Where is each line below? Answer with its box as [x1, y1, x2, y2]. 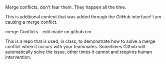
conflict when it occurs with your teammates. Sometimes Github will [5, 44, 145, 49]
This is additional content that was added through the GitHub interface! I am [5, 14, 161, 19]
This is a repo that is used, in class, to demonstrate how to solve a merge [5, 38, 156, 44]
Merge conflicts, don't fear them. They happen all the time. [5, 4, 126, 10]
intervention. [5, 54, 31, 60]
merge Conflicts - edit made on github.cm [5, 29, 91, 34]
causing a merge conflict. [5, 19, 58, 25]
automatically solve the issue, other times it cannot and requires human [5, 49, 152, 55]
